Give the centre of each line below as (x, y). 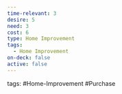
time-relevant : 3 (32, 13)
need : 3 (18, 26)
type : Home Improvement (41, 39)
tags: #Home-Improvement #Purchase (61, 83)
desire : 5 (21, 20)
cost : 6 (18, 32)
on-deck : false (29, 58)
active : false (27, 64)
